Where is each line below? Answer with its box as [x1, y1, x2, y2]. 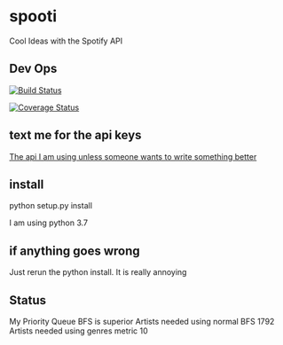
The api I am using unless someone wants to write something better [9, 151, 257, 161]
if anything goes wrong [9, 243, 140, 258]
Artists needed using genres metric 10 [9, 325, 148, 336]
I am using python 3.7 [9, 217, 89, 228]
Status [9, 293, 47, 308]
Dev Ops [9, 61, 58, 76]
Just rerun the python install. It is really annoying [9, 267, 187, 278]
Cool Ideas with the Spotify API [9, 35, 123, 46]
